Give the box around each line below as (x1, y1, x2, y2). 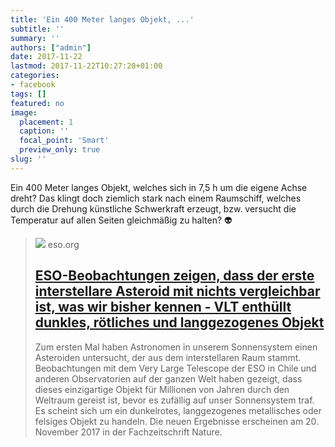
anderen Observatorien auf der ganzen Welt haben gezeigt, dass (34, 372, 303, 385)
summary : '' (10, 33, 60, 43)
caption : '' (19, 126, 70, 136)
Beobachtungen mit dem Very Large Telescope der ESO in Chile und (34, 362, 317, 374)
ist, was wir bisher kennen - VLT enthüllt (34, 299, 292, 316)
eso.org (47, 238, 80, 250)
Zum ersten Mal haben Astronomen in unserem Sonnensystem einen (34, 341, 318, 353)
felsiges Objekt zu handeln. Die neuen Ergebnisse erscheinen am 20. (34, 415, 320, 427)
